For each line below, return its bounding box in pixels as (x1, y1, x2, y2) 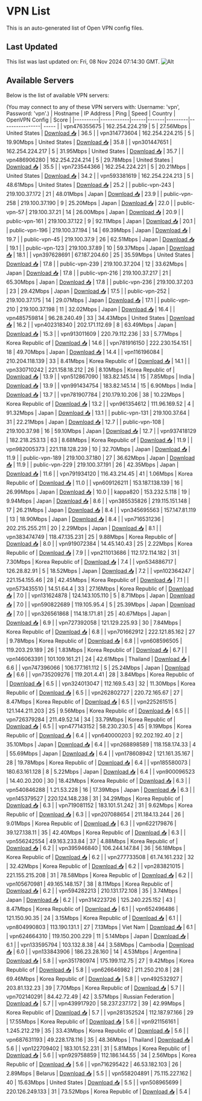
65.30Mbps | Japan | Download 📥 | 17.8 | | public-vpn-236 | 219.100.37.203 (6, 278, 194, 286)
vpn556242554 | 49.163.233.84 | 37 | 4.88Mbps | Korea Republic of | (6, 837, 178, 845)
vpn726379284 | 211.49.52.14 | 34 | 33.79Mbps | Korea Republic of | (6, 716, 176, 723)
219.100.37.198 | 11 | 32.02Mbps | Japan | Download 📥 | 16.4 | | (19, 305, 175, 313)
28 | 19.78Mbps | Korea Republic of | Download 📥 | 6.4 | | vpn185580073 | (6, 759, 191, 766)
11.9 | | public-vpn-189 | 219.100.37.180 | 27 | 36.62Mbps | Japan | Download (6, 454, 195, 461)
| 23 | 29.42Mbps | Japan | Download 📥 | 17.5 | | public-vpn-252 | (6, 287, 170, 295)
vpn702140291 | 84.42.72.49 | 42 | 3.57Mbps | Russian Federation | (6, 993, 174, 1000)
